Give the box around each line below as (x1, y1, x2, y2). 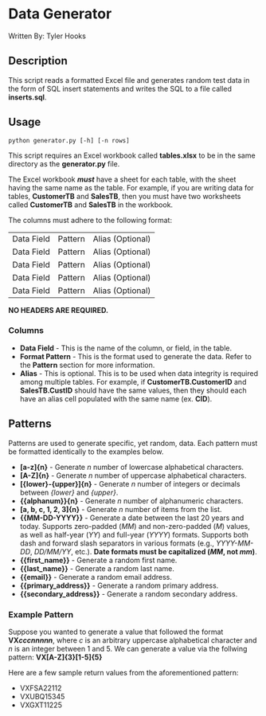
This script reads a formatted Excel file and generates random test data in (8, 75, 250, 84)
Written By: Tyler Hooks (8, 31, 86, 41)
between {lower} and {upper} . (19, 487, 119, 497)
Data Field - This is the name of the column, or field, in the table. (19, 343, 233, 353)
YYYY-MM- (216, 538, 254, 548)
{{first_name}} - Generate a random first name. (19, 555, 178, 565)
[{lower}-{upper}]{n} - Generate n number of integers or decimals (19, 479, 241, 488)
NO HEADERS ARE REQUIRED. (8, 305, 109, 315)
